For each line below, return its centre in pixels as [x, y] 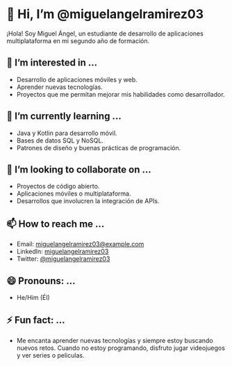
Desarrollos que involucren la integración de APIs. [88, 201]
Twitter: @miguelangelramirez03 [63, 259]
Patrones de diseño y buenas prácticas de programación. [99, 148]
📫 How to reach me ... [56, 224]
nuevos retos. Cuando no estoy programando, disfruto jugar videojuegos [121, 348]
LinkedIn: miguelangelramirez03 [63, 252]
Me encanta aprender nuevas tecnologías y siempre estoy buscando [115, 340]
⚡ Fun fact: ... [36, 320]
